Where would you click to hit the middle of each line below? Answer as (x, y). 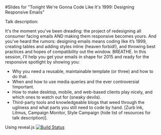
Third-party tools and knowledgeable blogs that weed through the (78, 102)
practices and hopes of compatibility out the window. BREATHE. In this (76, 51)
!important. (23, 87)
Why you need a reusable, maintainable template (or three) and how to (83, 71)
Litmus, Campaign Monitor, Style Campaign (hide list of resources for (81, 113)
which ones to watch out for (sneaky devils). (56, 97)
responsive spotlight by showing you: (43, 62)
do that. (20, 76)
